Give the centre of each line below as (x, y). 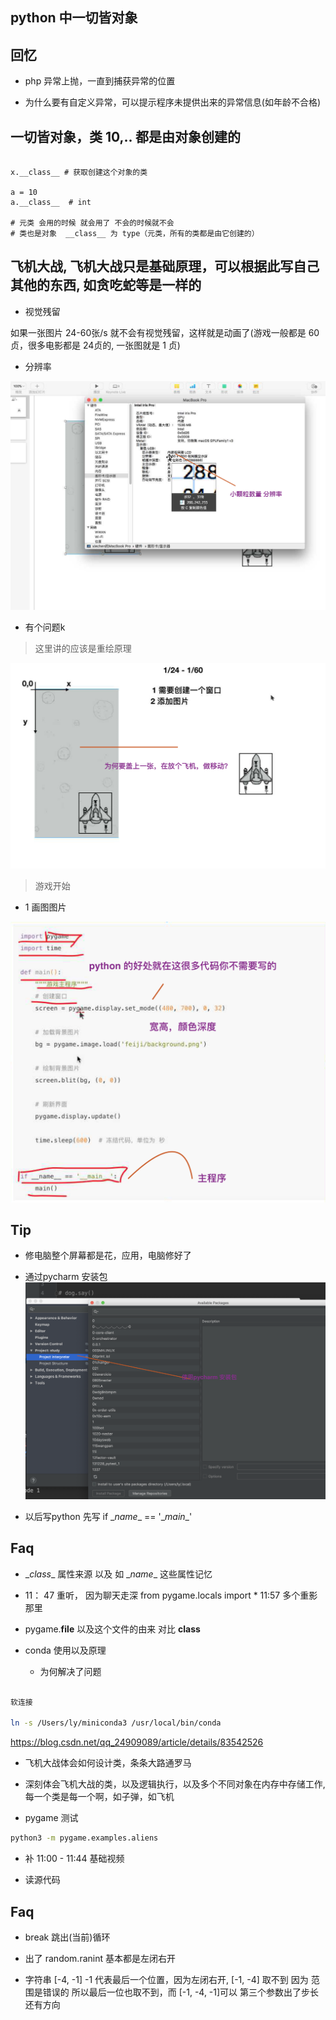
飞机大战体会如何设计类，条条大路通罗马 (108, 1763)
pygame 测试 (51, 1818)
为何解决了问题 (70, 1671)
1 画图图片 (45, 907)
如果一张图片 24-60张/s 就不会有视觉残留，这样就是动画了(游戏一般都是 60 (165, 332)
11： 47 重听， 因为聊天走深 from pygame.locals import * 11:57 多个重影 (171, 1595)
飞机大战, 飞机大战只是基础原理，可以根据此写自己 (165, 266)
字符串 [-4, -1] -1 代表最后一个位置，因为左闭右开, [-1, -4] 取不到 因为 (166, 1980)
